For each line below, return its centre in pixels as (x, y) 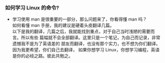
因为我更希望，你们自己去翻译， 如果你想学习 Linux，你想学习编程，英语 (86, 50)
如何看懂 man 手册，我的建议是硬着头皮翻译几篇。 (63, 25)
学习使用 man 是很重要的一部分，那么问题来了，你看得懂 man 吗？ (80, 19)
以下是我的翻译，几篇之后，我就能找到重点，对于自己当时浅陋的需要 (81, 31)
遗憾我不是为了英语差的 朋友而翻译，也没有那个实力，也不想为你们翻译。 (86, 44)
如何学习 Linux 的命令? (32, 7)
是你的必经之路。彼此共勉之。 (42, 56)
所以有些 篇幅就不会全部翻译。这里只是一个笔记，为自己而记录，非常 (91, 38)
